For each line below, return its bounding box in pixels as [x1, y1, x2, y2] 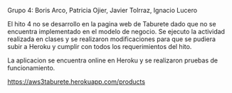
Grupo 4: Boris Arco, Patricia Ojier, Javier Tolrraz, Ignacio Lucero [7, 6, 198, 14]
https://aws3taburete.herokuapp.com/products [7, 77, 146, 86]
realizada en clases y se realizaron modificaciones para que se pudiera [7, 35, 216, 43]
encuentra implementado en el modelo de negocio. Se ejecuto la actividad [7, 28, 226, 35]
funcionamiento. [7, 64, 56, 72]
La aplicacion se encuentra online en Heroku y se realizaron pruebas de [7, 56, 218, 65]
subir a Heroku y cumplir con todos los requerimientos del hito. [7, 43, 192, 50]
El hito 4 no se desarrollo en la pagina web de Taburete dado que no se [7, 20, 216, 28]
